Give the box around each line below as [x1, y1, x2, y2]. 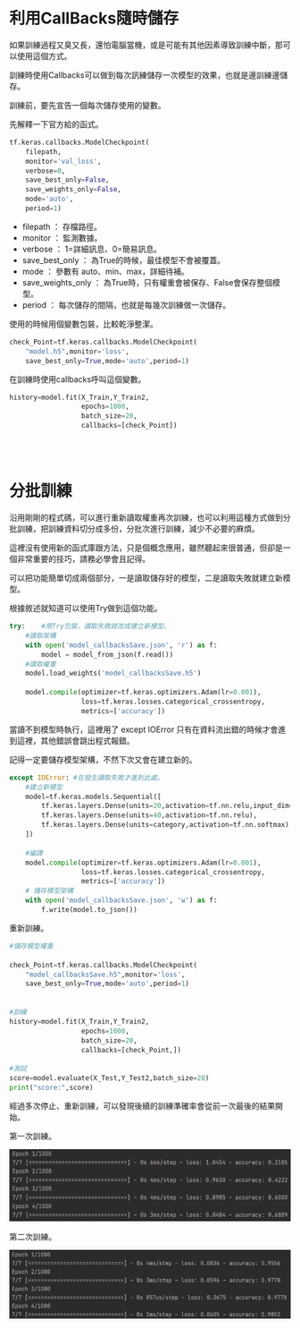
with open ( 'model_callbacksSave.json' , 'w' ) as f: [25, 896, 218, 905]
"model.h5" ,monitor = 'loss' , [25, 346, 129, 356]
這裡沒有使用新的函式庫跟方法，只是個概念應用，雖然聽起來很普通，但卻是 [9, 542, 283, 553]
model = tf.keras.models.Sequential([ [25, 792, 162, 801]
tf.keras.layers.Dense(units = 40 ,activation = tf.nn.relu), [41, 811, 257, 820]
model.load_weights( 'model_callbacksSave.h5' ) [25, 668, 202, 678]
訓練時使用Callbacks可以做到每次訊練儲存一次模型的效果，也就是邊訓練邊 [9, 69, 280, 81]
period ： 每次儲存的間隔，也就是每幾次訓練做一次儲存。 [21, 299, 231, 310]
